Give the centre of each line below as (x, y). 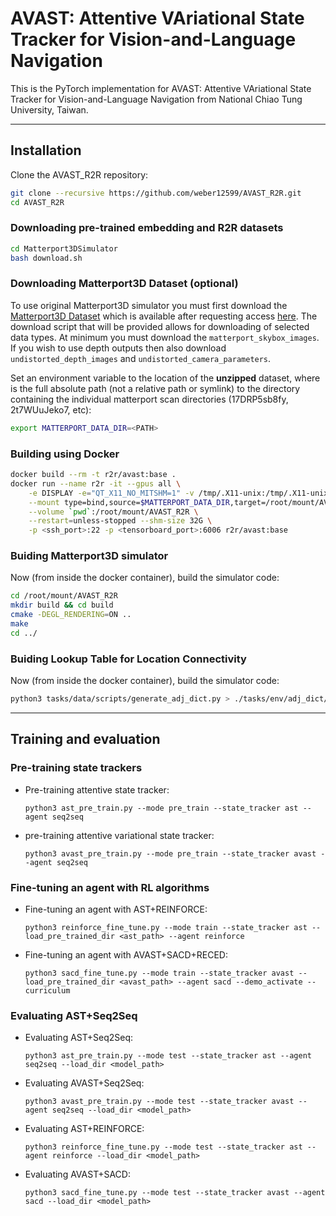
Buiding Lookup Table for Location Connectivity (128, 659)
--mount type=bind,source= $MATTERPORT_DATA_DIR (129, 502)
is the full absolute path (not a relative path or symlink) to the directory (155, 388)
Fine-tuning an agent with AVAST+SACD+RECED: (126, 954)
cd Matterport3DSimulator (64, 248)
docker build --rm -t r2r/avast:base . (93, 475)
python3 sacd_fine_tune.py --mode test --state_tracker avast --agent (175, 1193)
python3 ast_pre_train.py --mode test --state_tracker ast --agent (168, 1056)
